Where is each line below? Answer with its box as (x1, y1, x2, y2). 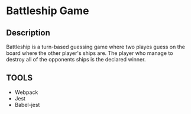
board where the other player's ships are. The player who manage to (6, 50, 173, 57)
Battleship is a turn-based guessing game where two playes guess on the (6, 43, 185, 50)
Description (6, 28, 50, 38)
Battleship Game (6, 4, 89, 18)
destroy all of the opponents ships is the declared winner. (6, 56, 146, 63)
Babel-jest (14, 101, 40, 108)
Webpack (14, 89, 38, 96)
